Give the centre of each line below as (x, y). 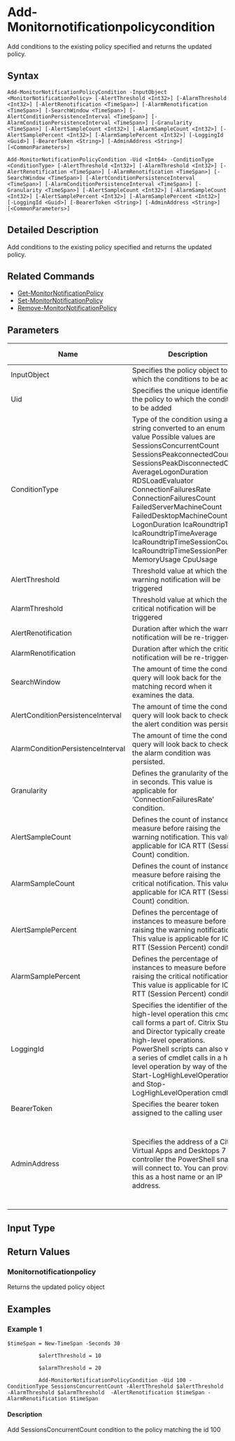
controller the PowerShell (173, 1159)
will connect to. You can (171, 1168)
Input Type (31, 1228)
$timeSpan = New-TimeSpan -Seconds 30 (64, 1343)
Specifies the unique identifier (181, 391)
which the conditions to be (176, 379)
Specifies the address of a (175, 1142)
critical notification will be (174, 609)
